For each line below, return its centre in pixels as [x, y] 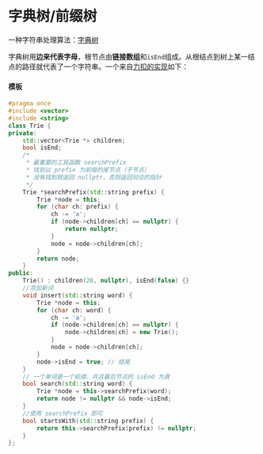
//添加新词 [38, 288]
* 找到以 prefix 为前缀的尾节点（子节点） [88, 170]
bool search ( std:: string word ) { [78, 384]
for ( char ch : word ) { [74, 310]
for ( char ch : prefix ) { [78, 207]
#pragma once [30, 104]
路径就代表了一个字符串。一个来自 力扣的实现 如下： [105, 66]
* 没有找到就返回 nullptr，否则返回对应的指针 [94, 177]
